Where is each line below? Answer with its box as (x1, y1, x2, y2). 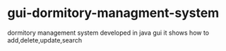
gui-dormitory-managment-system (7, 5, 220, 21)
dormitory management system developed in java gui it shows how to (7, 28, 210, 37)
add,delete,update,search (7, 35, 83, 44)
